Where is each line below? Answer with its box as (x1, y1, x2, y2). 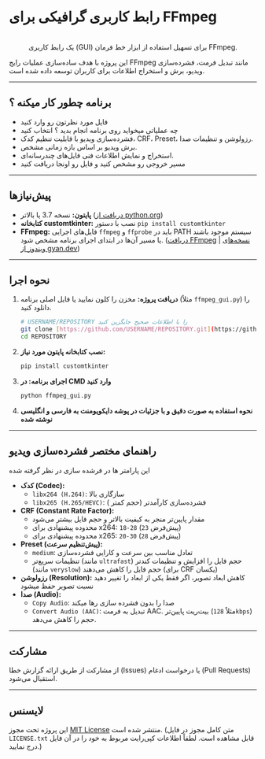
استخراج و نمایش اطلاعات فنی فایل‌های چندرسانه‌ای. (20, 150, 174, 160)
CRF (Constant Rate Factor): (20, 505, 115, 515)
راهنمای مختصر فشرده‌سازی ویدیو (9, 445, 156, 458)
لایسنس (9, 704, 44, 717)
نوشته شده (20, 414, 53, 424)
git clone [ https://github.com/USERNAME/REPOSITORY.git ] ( (20, 325, 215, 334)
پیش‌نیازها (9, 189, 52, 202)
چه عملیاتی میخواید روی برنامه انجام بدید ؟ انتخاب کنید (20, 125, 179, 135)
